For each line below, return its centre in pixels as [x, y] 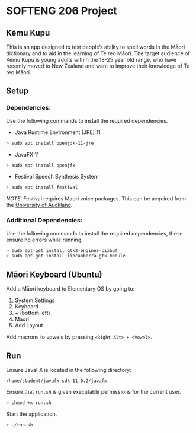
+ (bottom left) [32, 313]
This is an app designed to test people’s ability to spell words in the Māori [96, 47]
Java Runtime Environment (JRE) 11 [57, 132]
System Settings [35, 300]
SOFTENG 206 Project [62, 11]
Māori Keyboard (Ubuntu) [54, 274]
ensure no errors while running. [44, 240]
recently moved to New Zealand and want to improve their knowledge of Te [98, 66]
